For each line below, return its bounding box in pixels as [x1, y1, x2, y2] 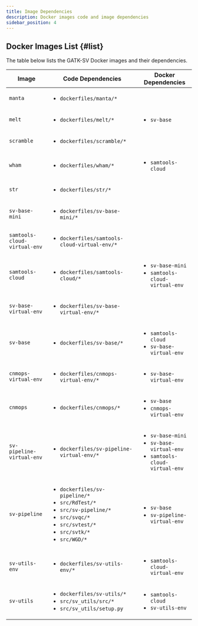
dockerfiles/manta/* [60, 95, 118, 102]
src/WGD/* [60, 536, 87, 543]
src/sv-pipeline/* [60, 507, 112, 514]
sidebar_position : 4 [6, 19, 57, 25]
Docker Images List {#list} [6, 41, 104, 51]
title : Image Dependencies [6, 8, 72, 15]
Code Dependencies [62, 75, 122, 83]
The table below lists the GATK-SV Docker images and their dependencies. [6, 57, 187, 64]
